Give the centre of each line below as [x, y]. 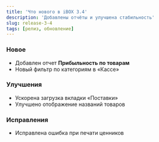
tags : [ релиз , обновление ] [40, 29]
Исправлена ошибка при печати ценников [70, 133]
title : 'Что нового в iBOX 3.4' [47, 12]
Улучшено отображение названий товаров [70, 104]
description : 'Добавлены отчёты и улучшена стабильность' [80, 17]
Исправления [27, 120]
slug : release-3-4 [29, 23]
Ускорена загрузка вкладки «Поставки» [67, 97]
